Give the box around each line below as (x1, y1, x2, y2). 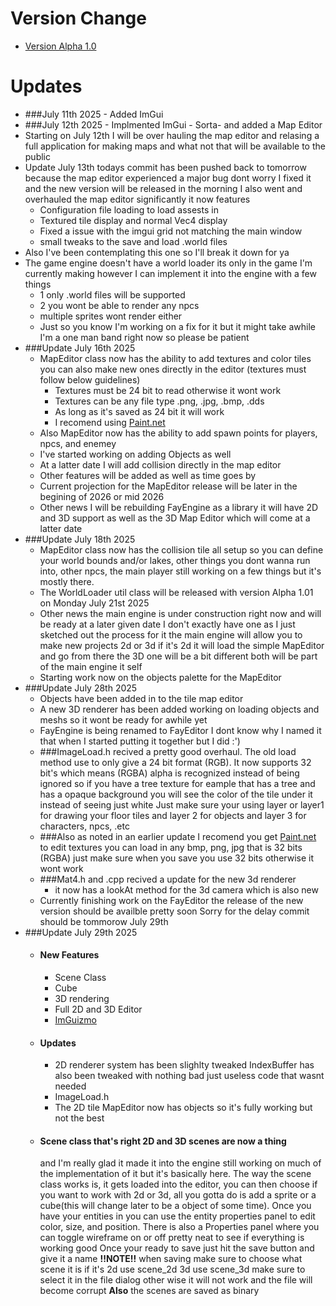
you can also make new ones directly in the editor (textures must (39, 363, 307, 375)
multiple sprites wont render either (39, 310, 183, 322)
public (24, 150, 51, 162)
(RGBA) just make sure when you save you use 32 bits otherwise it (39, 852, 314, 864)
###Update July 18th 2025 (24, 533, 136, 545)
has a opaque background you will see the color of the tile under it (39, 788, 313, 800)
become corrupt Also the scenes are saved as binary (39, 1285, 260, 1297)
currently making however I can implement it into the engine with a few (24, 267, 317, 279)
